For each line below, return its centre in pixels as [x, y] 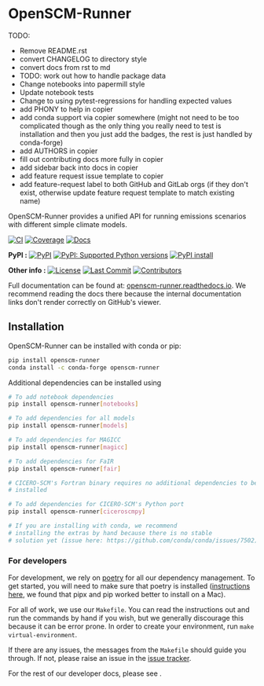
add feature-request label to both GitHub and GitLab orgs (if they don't [134, 184]
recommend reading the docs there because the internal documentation [125, 293]
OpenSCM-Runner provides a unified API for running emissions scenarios [127, 216]
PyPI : [18, 255]
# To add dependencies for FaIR [61, 461]
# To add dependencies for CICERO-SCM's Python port [96, 504]
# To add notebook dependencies [61, 397]
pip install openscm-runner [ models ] [68, 426]
